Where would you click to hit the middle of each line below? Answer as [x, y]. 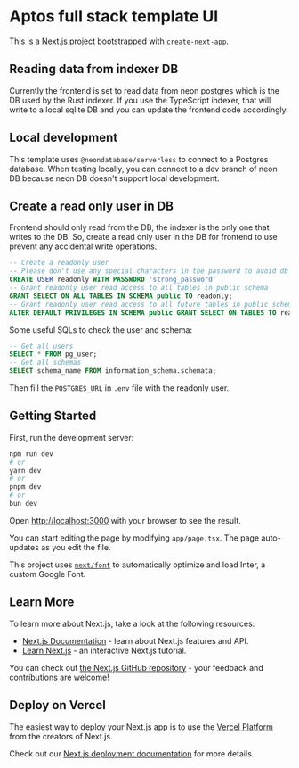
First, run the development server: [72, 437]
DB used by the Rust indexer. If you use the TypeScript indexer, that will [140, 100]
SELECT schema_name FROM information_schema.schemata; [113, 371]
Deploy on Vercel [58, 705]
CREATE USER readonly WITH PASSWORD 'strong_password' [113, 280]
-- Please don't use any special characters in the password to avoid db [149, 271]
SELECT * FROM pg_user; [53, 354]
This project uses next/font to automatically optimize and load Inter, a [137, 565]
